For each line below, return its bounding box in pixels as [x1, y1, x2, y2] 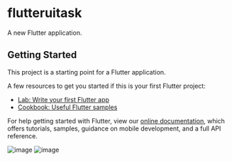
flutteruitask [7, 5, 82, 21]
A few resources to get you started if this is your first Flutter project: [7, 82, 206, 90]
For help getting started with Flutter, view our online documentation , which [7, 116, 226, 125]
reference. [7, 131, 38, 140]
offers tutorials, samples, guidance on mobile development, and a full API [7, 124, 221, 133]
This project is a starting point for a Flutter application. [7, 67, 166, 76]
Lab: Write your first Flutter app [17, 95, 110, 104]
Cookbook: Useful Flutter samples [17, 103, 118, 111]
